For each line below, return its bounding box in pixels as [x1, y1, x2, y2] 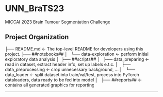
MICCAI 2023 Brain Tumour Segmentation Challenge [5, 19, 111, 25]
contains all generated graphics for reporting [5, 82, 95, 88]
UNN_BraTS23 [5, 3, 65, 14]
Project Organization [5, 33, 69, 41]
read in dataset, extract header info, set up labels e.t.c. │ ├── [5, 61, 131, 67]
